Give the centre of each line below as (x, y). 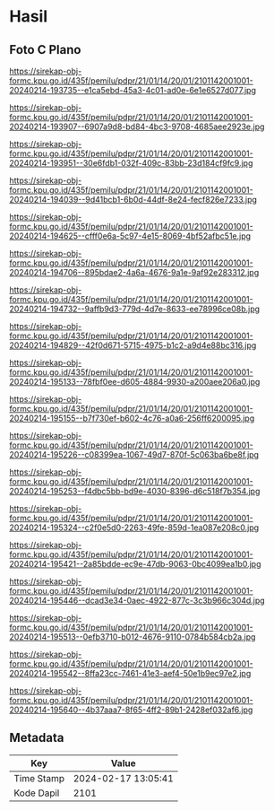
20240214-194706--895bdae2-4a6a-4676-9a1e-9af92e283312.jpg (134, 272)
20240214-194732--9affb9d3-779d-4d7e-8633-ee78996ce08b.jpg (135, 309)
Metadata (37, 738)
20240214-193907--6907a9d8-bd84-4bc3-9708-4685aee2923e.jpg (137, 126)
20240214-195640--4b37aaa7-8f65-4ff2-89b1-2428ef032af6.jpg (131, 710)
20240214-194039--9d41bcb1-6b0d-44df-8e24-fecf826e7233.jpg (133, 200)
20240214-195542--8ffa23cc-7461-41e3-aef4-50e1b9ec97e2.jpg (130, 673)
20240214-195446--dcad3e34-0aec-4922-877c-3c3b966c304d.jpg (137, 600)
